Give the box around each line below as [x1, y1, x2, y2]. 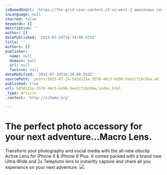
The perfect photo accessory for [5, 121, 143, 132]
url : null [9, 63, 30, 68]
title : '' [5, 40, 26, 45]
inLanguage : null [5, 12, 41, 17]
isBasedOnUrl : [5, 7, 35, 12]
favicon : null [9, 68, 39, 73]
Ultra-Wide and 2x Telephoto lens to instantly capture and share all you [5, 159, 151, 165]
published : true [5, 81, 39, 86]
